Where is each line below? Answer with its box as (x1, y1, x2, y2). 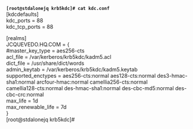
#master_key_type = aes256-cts (6, 47, 85, 54)
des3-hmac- (156, 72, 188, 79)
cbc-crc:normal (6, 91, 44, 98)
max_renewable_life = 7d (6, 104, 67, 110)
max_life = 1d (6, 97, 38, 104)
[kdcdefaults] (6, 11, 39, 18)
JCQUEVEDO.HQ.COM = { (6, 41, 70, 48)
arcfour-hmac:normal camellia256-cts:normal (36, 78, 148, 85)
